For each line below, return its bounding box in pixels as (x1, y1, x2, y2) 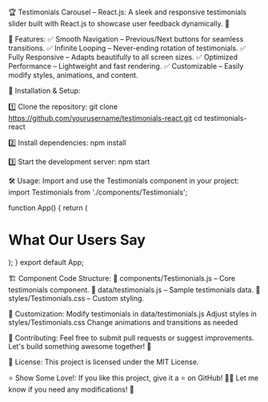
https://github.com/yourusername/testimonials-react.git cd (8, 114, 202, 123)
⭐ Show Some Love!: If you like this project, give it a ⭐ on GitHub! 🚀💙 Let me (8, 372, 258, 383)
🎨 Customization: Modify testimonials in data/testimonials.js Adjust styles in (8, 308, 258, 319)
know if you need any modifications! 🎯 (8, 384, 134, 394)
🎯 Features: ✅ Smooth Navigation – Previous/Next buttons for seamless (8, 34, 244, 43)
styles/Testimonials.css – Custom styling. (8, 293, 145, 303)
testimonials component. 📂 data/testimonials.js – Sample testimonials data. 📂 (8, 284, 261, 295)
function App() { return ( (8, 203, 88, 212)
